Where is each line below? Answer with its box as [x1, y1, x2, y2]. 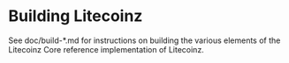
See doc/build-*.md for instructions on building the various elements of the [8, 35, 281, 45]
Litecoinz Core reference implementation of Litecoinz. [8, 44, 204, 54]
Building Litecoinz [8, 6, 143, 26]
